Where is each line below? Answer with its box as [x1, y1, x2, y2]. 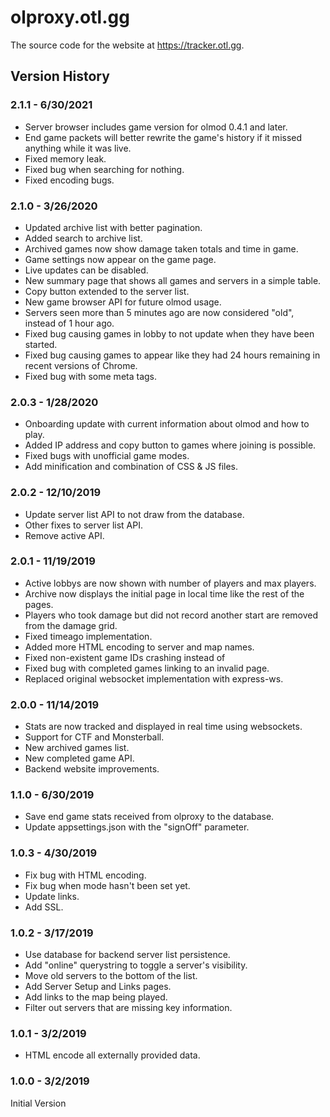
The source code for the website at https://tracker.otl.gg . [10, 39, 245, 51]
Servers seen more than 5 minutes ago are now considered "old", [24, 306, 295, 318]
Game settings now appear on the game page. [24, 253, 217, 265]
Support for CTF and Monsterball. [24, 731, 165, 743]
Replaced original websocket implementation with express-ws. [24, 672, 284, 685]
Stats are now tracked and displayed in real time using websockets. [24, 721, 303, 733]
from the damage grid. [24, 619, 118, 631]
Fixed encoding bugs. [24, 174, 115, 186]
